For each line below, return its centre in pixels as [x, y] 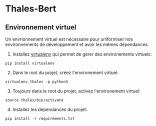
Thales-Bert [31, 9]
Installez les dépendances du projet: [50, 109]
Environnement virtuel [41, 27]
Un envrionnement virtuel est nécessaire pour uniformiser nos [69, 39]
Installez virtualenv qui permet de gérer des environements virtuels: [82, 54]
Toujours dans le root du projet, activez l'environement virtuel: [76, 91]
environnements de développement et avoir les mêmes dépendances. [77, 44]
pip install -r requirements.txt [40, 118]
